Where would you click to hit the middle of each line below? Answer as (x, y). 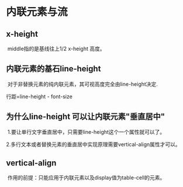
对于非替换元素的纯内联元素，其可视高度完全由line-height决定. (82, 84)
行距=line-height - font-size (39, 96)
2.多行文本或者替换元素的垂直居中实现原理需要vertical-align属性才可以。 (94, 144)
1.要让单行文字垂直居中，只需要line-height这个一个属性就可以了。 (86, 131)
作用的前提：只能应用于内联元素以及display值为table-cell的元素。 (86, 178)
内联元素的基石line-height (53, 69)
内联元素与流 (37, 12)
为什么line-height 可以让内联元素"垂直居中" (86, 117)
